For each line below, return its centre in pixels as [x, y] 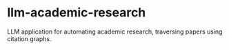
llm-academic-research [77, 13]
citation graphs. [29, 38]
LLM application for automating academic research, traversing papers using [115, 32]
